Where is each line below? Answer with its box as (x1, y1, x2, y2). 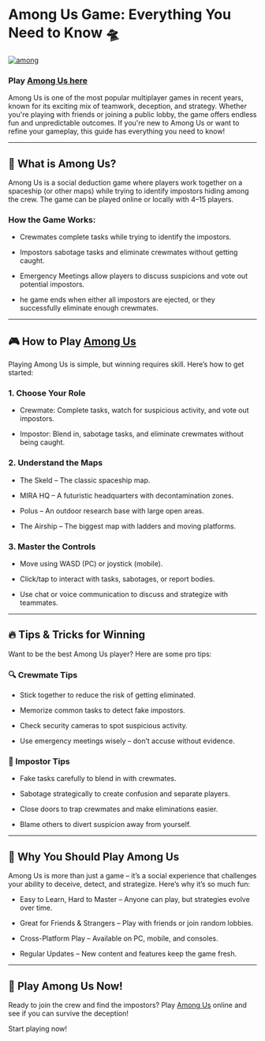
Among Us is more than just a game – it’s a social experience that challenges (8, 871, 257, 881)
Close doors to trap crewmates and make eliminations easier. (19, 804, 218, 814)
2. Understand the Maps (8, 457, 103, 468)
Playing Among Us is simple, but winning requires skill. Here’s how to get (8, 359, 244, 369)
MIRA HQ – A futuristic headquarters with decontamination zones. (19, 490, 234, 500)
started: (8, 368, 34, 378)
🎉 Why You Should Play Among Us (8, 850, 180, 863)
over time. (19, 903, 53, 913)
